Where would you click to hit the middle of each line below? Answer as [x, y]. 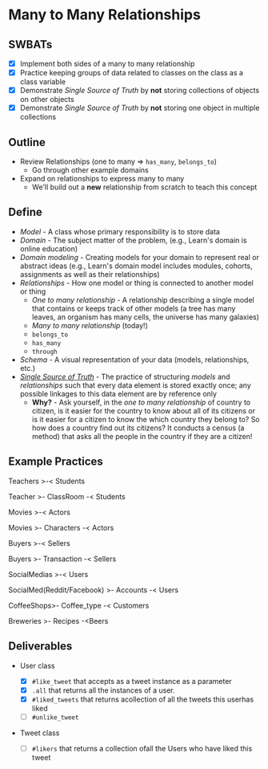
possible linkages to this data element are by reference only [118, 393]
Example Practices [56, 462]
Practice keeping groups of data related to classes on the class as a [132, 73]
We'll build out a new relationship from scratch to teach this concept [144, 187]
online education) [49, 248]
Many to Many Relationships [105, 15]
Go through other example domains [90, 170]
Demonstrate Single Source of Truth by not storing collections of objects [140, 91]
